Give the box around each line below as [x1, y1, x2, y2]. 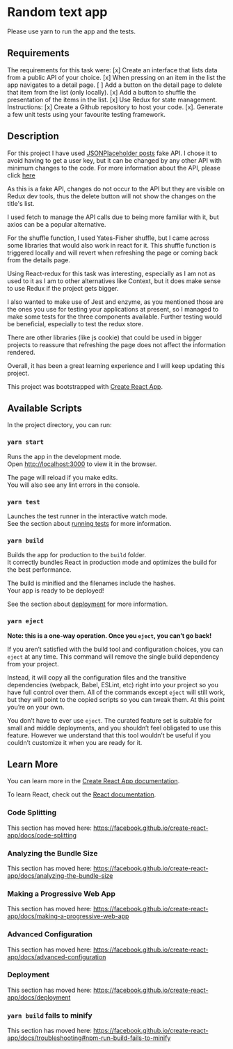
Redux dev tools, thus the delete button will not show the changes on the [7, 192, 216, 200]
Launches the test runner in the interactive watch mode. [7, 512, 168, 520]
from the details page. [7, 255, 71, 264]
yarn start [7, 438, 44, 446]
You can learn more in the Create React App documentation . [7, 777, 180, 785]
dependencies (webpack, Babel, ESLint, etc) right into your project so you [7, 680, 219, 689]
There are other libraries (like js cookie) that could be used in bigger [7, 333, 202, 342]
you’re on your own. [7, 703, 65, 711]
